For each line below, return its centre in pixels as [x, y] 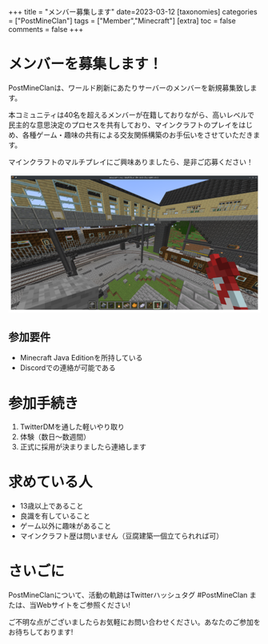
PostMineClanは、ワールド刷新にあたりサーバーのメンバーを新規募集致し [129, 87]
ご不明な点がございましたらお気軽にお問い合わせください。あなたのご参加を [134, 622]
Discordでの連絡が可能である [68, 368]
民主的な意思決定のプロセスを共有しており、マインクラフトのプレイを [124, 125]
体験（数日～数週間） [55, 437]
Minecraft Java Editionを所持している [81, 358]
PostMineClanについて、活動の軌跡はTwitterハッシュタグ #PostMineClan [128, 595]
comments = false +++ [46, 29]
